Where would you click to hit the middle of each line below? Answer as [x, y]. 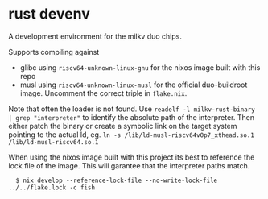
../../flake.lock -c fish [52, 187]
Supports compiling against [54, 52]
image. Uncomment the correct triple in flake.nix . [103, 93]
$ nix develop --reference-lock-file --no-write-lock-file [117, 180]
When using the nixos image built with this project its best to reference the [132, 157]
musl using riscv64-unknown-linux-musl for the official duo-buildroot [134, 85]
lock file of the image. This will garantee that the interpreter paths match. [129, 165]
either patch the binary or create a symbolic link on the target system [123, 126]
